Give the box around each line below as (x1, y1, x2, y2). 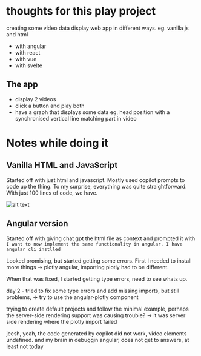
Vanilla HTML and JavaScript (6, 160, 118, 170)
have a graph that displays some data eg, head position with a (15, 108, 170, 116)
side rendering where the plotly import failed (6, 318, 117, 325)
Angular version (6, 218, 68, 229)
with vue (15, 55, 37, 62)
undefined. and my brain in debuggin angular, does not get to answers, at (6, 336, 189, 343)
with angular (15, 42, 47, 50)
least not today (6, 343, 44, 350)
